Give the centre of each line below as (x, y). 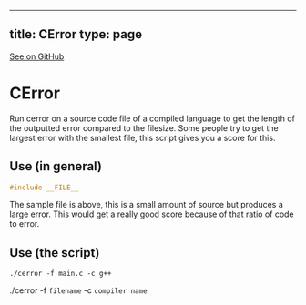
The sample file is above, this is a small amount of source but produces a (147, 205)
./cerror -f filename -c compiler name (78, 290)
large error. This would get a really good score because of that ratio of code (152, 214)
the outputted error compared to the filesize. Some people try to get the (144, 127)
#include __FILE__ (44, 188)
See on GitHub (37, 56)
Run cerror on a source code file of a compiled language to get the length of (153, 118)
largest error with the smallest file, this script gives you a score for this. (143, 137)
